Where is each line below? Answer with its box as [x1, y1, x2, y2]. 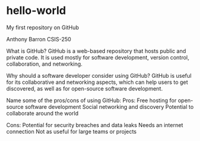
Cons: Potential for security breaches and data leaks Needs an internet [6, 121, 184, 128]
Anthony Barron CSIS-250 [6, 35, 72, 43]
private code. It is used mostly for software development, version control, [6, 53, 190, 61]
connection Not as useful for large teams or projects [6, 128, 137, 135]
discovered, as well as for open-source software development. [6, 84, 163, 92]
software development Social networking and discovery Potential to [25, 103, 194, 110]
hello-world [6, 4, 67, 18]
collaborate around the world [6, 109, 79, 117]
